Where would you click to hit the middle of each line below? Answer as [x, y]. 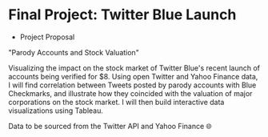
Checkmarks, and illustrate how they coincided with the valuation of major [130, 93]
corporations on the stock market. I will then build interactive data [116, 102]
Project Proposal [47, 37]
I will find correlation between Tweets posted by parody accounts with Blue [132, 85]
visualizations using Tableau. [56, 111]
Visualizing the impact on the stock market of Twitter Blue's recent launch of [134, 68]
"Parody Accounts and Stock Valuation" [74, 52]
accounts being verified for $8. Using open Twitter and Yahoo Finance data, [133, 76]
